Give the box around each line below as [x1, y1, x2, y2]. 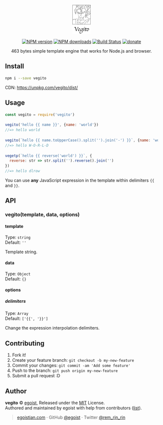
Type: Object [5, 271, 31, 277]
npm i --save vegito [5, 75, 47, 80]
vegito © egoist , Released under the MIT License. [5, 400, 105, 406]
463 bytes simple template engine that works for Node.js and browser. [11, 48, 152, 54]
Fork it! [12, 352, 27, 358]
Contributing [5, 339, 45, 348]
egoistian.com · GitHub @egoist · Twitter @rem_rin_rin [16, 414, 126, 420]
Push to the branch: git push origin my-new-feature [12, 368, 118, 373]
